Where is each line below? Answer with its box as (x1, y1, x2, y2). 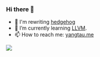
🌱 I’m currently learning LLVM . (14, 24, 87, 31)
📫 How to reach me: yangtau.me (14, 31, 94, 38)
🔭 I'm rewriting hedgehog (14, 19, 76, 26)
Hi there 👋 (6, 5, 35, 13)
